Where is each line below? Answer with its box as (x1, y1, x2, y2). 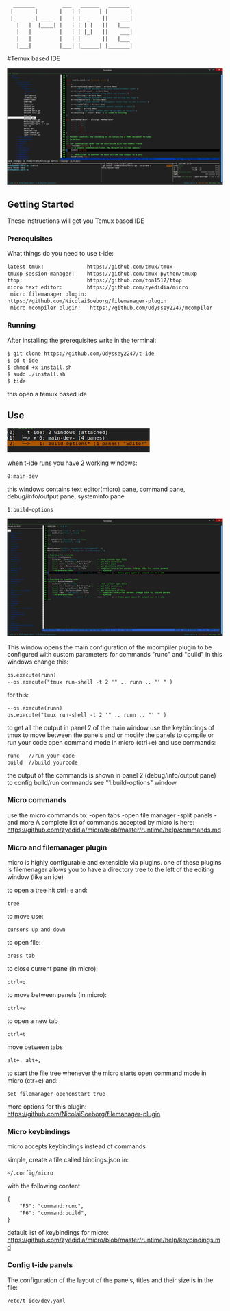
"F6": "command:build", (19, 1210, 88, 1217)
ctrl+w (7, 1005, 26, 1012)
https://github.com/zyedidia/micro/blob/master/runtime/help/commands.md (7, 826, 221, 834)
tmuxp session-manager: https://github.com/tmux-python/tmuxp (7, 270, 197, 278)
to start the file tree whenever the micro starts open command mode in (7, 1069, 207, 1077)
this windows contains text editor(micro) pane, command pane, (7, 485, 186, 494)
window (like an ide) (7, 873, 64, 881)
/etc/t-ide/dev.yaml (7, 1297, 66, 1304)
